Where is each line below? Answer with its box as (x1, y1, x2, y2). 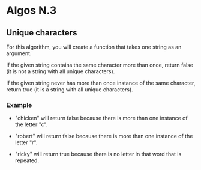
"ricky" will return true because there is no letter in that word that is (14, 151, 182, 158)
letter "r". (14, 139, 38, 146)
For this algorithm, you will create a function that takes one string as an (6, 43, 182, 50)
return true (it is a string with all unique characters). (6, 86, 133, 93)
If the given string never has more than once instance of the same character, (6, 79, 196, 87)
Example (6, 100, 32, 109)
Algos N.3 (6, 4, 57, 17)
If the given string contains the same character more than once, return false (6, 61, 194, 68)
